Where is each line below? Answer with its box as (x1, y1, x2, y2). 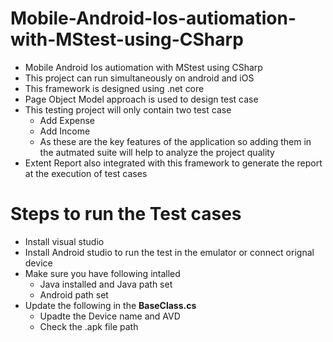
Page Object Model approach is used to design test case (24, 93, 259, 105)
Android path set (39, 288, 109, 301)
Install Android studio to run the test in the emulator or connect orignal (24, 246, 315, 258)
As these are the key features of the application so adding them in (39, 135, 312, 147)
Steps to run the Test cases (10, 203, 242, 226)
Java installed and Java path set (39, 278, 173, 290)
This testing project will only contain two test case (24, 103, 232, 116)
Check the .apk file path (39, 320, 139, 332)
